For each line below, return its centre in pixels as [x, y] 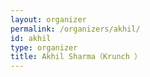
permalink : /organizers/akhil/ [75, 29]
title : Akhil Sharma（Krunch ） [76, 57]
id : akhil [31, 38]
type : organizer [44, 47]
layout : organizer [48, 19]
